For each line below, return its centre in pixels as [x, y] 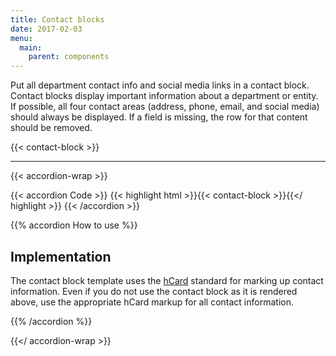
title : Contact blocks [57, 19]
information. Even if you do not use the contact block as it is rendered [154, 291]
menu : [21, 38]
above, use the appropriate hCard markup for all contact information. [152, 302]
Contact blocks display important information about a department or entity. [164, 96]
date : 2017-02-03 [46, 29]
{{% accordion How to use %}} [74, 225]
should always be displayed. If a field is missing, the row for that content [159, 117]
